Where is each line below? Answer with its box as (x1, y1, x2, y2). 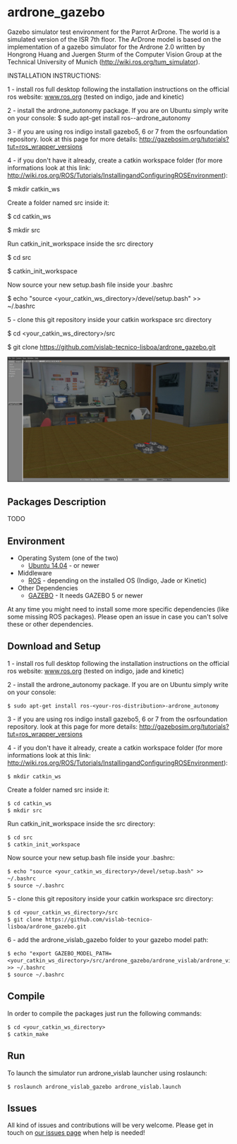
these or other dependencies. (7, 620, 94, 628)
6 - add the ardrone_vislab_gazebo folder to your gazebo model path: (7, 935, 209, 943)
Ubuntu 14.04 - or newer (28, 561, 100, 570)
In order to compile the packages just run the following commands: (7, 1009, 202, 1018)
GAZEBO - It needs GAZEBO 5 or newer (28, 591, 143, 600)
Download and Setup (7, 640, 101, 653)
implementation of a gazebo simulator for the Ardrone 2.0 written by (7, 42, 205, 51)
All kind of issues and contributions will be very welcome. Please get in (7, 1121, 214, 1130)
